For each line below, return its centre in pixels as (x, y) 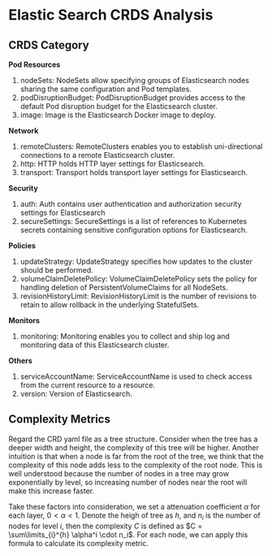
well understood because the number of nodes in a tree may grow (119, 473)
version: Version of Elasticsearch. (76, 394)
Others (20, 361)
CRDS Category (49, 45)
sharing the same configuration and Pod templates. (106, 89)
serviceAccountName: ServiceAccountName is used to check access (136, 377)
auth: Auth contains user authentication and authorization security (131, 204)
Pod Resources (35, 64)
